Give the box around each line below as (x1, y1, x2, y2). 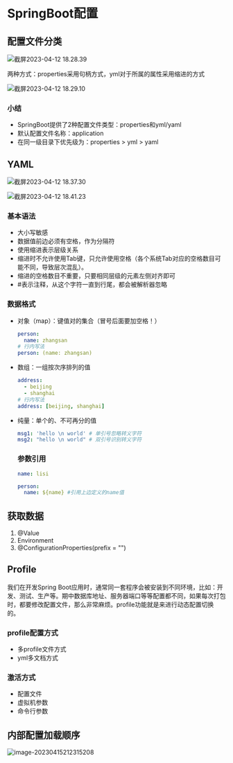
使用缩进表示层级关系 (17, 246, 78, 254)
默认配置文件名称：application (17, 129, 104, 138)
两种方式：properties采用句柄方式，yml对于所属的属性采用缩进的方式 (7, 70, 205, 78)
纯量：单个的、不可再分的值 (17, 416, 97, 424)
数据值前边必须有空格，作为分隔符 (17, 237, 115, 245)
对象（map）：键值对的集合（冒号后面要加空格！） (17, 316, 161, 325)
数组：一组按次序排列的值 (17, 363, 91, 371)
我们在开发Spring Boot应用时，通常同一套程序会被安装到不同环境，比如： (7, 583, 217, 591)
